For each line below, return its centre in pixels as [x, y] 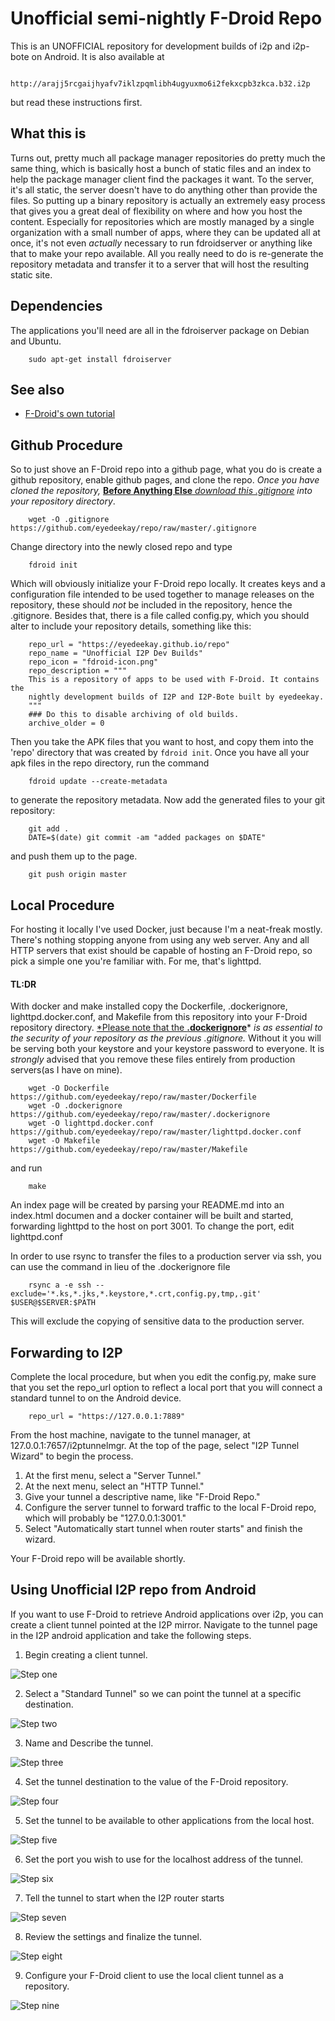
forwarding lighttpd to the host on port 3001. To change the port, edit [152, 1226]
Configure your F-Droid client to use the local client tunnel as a [154, 1975]
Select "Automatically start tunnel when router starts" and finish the [163, 1529]
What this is [48, 133]
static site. [31, 274]
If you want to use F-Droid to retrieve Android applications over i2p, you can [167, 1614]
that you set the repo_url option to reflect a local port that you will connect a [166, 1388]
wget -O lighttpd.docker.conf [91, 1123]
